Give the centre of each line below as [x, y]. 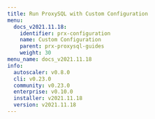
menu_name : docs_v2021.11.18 [50, 59]
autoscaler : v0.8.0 [42, 72]
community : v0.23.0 [42, 85]
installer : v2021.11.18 [48, 99]
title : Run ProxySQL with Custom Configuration [78, 14]
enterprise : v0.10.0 [43, 92]
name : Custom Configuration [60, 40]
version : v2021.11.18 [45, 105]
